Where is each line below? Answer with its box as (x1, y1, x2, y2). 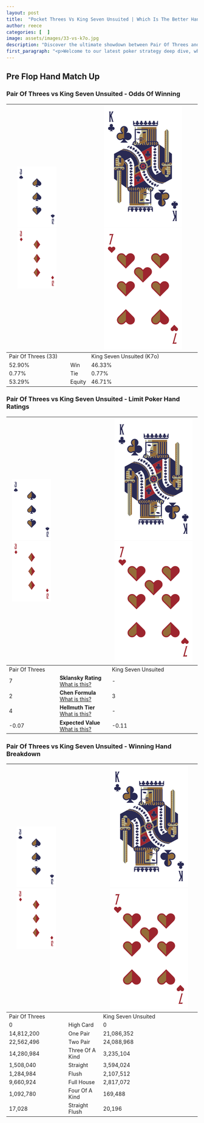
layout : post (6, 10, 39, 16)
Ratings (6, 403, 30, 411)
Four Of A (68, 1087, 93, 1094)
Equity (70, 378, 86, 386)
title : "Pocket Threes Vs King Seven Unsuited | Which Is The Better (6, 16, 189, 22)
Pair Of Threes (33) (8, 353, 58, 360)
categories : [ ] (6, 29, 50, 35)
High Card (68, 1021, 94, 1029)
